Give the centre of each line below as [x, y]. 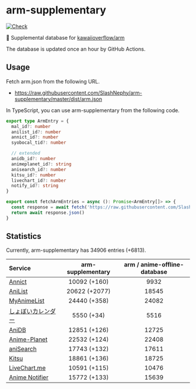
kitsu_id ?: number [34, 175]
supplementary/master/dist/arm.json [58, 99]
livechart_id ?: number [39, 180]
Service [20, 268]
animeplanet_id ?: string [41, 164]
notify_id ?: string [35, 186]
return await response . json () [48, 213]
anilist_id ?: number [36, 132]
